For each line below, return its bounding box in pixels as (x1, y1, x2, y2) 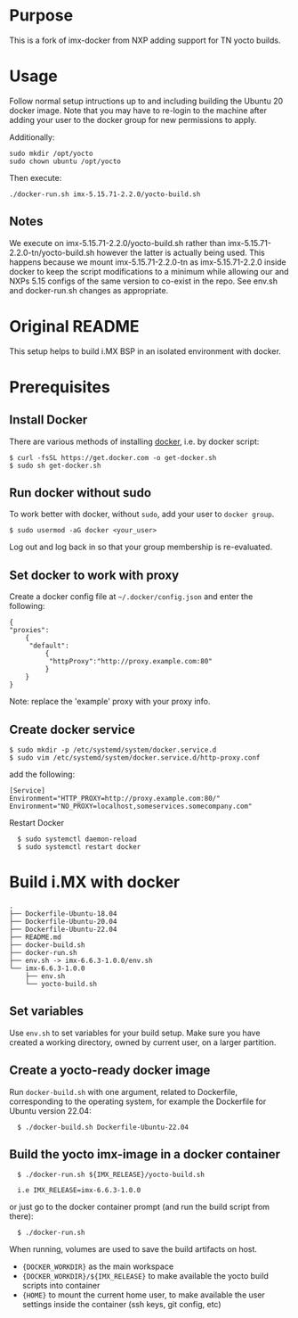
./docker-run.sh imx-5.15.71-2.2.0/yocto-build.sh (9, 189, 201, 199)
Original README (9, 316, 140, 336)
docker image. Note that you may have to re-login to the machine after (9, 104, 267, 116)
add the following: (9, 769, 76, 780)
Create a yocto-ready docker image (9, 1063, 211, 1078)
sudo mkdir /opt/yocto (9, 149, 93, 158)
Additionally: (9, 131, 55, 143)
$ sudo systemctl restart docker (17, 843, 141, 852)
